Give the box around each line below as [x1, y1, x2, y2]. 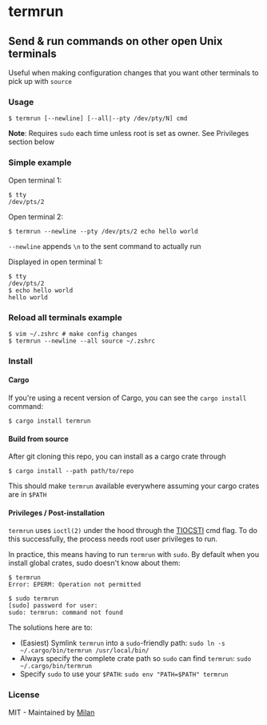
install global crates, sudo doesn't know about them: [8, 559, 181, 568]
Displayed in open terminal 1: [8, 257, 103, 266]
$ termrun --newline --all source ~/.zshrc [8, 337, 156, 345]
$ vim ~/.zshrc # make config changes [8, 330, 137, 338]
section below [8, 137, 54, 146]
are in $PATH [8, 490, 47, 499]
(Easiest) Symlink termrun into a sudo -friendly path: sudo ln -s [19, 639, 225, 648]
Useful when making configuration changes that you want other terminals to [8, 68, 259, 78]
